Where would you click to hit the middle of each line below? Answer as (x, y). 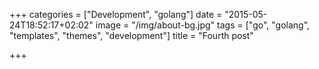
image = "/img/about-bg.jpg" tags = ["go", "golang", (203, 25)
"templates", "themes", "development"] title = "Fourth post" (131, 35)
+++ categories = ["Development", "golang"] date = (116, 14)
